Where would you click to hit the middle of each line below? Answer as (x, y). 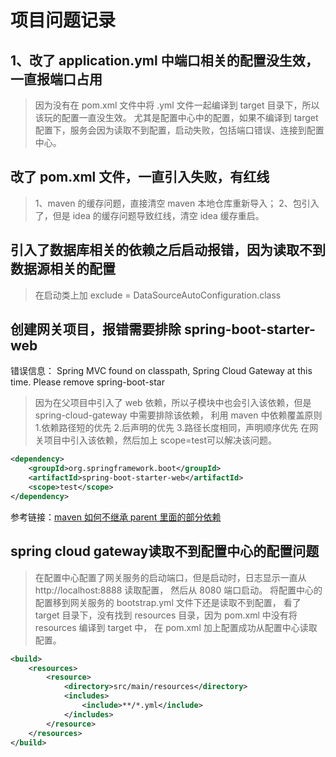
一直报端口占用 (56, 79)
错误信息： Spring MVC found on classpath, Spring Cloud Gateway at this (161, 371)
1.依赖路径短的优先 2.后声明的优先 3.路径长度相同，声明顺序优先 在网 (176, 428)
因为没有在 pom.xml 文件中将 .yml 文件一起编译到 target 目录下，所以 (177, 105)
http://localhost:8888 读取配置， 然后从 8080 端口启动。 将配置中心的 (178, 590)
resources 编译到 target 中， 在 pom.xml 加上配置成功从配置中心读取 (176, 627)
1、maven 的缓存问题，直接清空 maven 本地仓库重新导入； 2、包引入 (177, 203)
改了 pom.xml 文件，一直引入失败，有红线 (140, 177)
